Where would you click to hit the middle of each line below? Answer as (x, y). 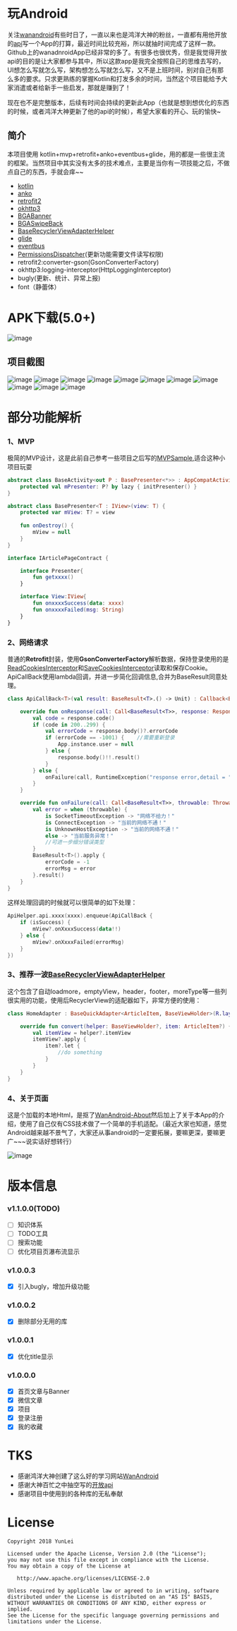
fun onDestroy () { (47, 526)
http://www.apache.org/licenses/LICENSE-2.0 (83, 1579)
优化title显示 (35, 1356)
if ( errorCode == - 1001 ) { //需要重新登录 (110, 738)
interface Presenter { (51, 571)
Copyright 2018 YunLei (41, 1541)
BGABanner (34, 216)
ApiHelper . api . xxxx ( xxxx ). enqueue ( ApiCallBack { (80, 916)
